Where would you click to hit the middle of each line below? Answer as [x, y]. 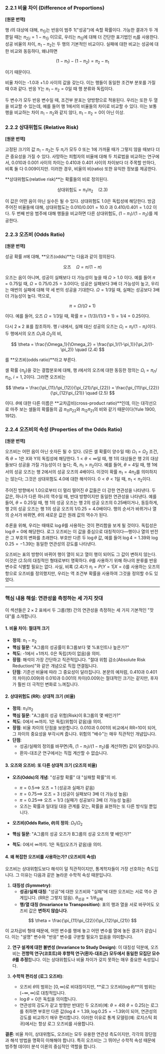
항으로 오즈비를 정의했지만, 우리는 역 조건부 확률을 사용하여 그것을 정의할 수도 [79, 574]
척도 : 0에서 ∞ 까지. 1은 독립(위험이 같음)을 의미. [57, 721]
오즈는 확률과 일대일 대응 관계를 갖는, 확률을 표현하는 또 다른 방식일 [84, 806]
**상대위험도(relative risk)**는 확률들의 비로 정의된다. [57, 179]
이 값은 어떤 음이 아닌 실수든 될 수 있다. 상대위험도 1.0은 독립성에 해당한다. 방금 [80, 201]
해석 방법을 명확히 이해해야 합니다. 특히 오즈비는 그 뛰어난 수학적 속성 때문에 [83, 1040]
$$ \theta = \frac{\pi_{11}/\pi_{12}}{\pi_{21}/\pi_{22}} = [60, 388]
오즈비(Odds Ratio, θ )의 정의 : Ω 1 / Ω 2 [47, 823]
